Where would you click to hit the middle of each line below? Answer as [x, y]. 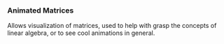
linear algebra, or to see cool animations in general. [81, 33]
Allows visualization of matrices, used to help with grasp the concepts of [112, 26]
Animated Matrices [41, 10]
